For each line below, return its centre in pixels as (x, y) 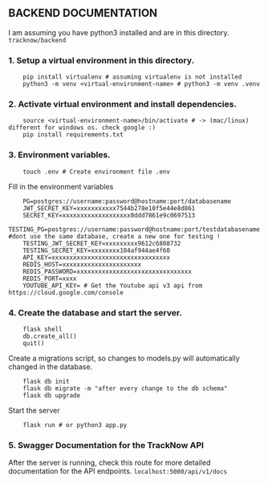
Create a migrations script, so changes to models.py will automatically (124, 358)
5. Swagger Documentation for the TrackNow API (106, 445)
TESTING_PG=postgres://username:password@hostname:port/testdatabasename (134, 229)
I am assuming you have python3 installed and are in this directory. (119, 32)
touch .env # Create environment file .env (97, 172)
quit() (34, 344)
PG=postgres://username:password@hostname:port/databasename (127, 201)
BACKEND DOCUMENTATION (83, 13)
